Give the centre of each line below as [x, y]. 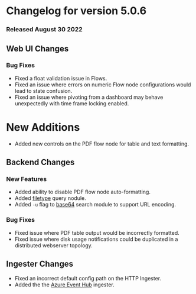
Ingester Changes [40, 264]
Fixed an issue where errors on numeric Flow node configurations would [103, 85]
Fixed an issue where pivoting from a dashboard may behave [89, 97]
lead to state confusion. [43, 91]
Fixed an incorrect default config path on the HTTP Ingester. [88, 278]
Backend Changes [40, 162]
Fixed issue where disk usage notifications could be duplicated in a [96, 239]
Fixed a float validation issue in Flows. [61, 78]
